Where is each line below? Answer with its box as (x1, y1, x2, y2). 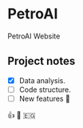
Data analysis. (18, 75, 65, 85)
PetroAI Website (7, 31, 61, 41)
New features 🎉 (18, 94, 71, 103)
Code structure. (18, 85, 71, 94)
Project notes (7, 54, 76, 68)
